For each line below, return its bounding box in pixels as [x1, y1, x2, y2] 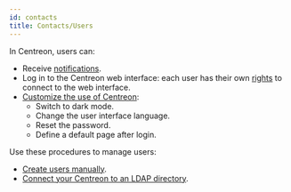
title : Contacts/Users [9, 21, 93, 30]
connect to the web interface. [21, 82, 131, 92]
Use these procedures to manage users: [9, 146, 158, 156]
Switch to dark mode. [35, 100, 114, 111]
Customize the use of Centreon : [21, 91, 140, 102]
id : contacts [9, 12, 58, 22]
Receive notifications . [21, 63, 102, 74]
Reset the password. [35, 119, 111, 130]
